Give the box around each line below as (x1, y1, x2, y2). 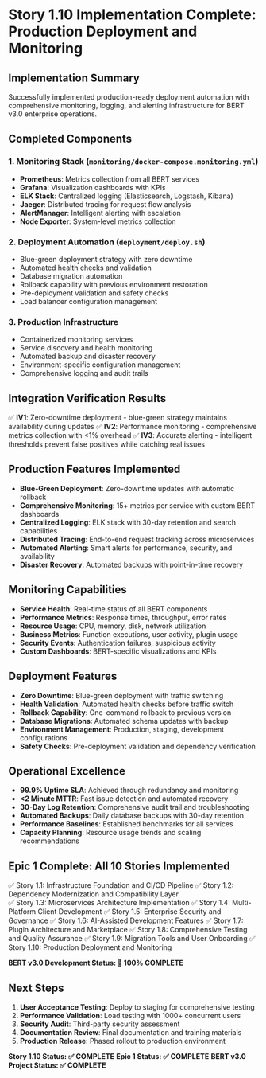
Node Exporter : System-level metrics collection (19, 217, 176, 226)
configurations (19, 732, 68, 742)
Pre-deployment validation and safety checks (19, 288, 169, 298)
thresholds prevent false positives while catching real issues (8, 439, 206, 449)
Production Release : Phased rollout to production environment (19, 1036, 226, 1045)
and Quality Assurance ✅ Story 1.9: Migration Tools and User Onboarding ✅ (8, 934, 256, 943)
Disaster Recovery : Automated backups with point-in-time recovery (19, 560, 244, 569)
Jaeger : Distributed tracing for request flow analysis (19, 199, 191, 209)
